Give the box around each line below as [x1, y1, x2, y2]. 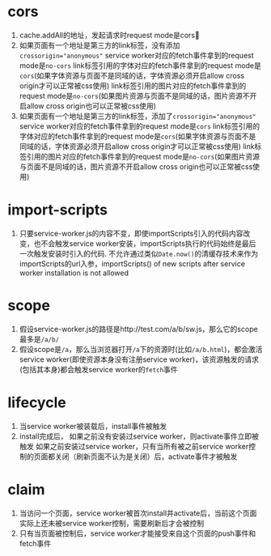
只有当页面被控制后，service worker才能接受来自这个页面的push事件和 [19, 528, 256, 538]
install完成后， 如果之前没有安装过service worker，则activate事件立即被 [19, 431, 260, 441]
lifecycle [7, 393, 66, 411]
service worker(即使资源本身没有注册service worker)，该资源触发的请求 [19, 354, 260, 364]
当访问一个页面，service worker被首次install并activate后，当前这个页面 [19, 508, 257, 518]
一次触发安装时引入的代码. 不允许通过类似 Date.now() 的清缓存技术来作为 [19, 248, 259, 258]
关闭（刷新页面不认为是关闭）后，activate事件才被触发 [54, 452, 238, 461]
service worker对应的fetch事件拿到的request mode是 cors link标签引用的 [19, 121, 260, 131]
